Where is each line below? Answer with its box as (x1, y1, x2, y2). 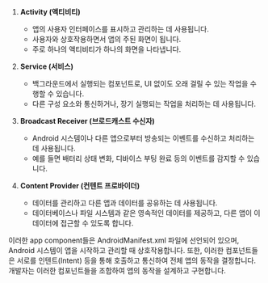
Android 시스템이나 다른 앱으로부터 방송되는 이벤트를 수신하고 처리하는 (31, 133, 255, 143)
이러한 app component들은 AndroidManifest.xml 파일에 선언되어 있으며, (8, 235, 240, 245)
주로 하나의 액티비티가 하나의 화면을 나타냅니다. (31, 44, 182, 54)
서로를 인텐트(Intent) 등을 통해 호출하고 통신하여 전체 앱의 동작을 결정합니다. (16, 256, 257, 265)
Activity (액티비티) (19, 7, 81, 16)
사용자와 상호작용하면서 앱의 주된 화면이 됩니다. (31, 35, 182, 44)
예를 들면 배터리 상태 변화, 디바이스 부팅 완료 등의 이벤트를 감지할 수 (31, 154, 245, 163)
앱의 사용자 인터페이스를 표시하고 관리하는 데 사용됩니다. (31, 24, 210, 34)
